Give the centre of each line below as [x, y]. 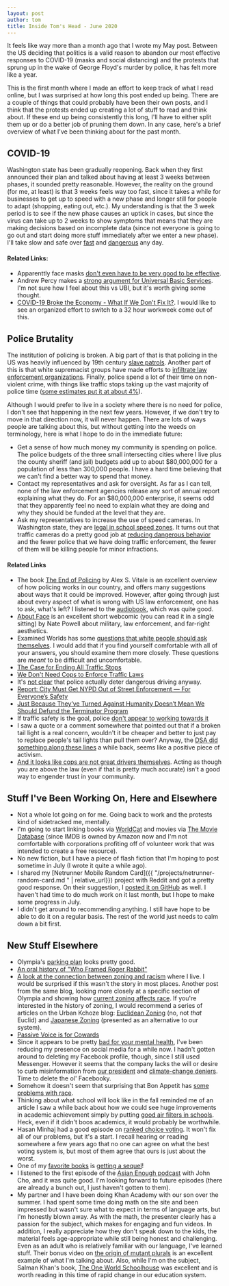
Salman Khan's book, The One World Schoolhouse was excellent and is [118, 1268]
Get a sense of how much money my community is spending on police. [117, 447]
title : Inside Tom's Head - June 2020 [62, 26]
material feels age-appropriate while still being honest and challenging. [117, 1239]
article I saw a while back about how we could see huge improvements [117, 1108]
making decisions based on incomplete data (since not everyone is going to [113, 228]
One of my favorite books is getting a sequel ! [80, 1166]
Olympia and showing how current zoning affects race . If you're [107, 998]
